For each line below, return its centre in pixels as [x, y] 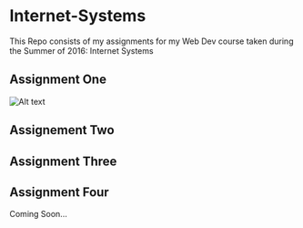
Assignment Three [63, 161]
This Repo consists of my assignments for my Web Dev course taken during [151, 41]
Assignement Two [62, 130]
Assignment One [58, 80]
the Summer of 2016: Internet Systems [81, 50]
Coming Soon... [39, 214]
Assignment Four [59, 192]
